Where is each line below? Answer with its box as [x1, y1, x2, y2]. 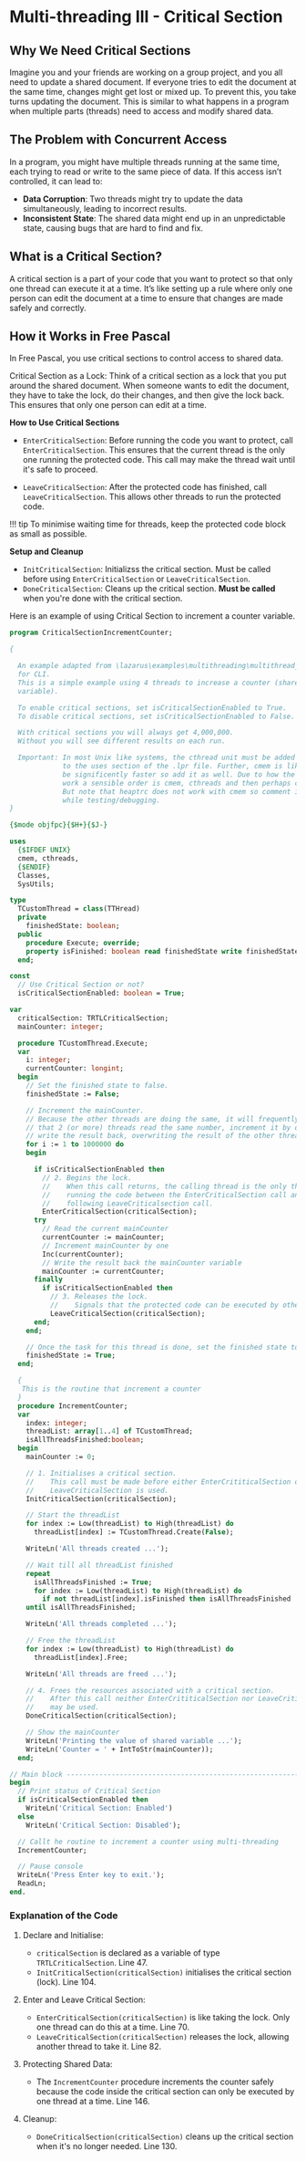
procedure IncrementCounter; [17, 1401, 128, 1411]
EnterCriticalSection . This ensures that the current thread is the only [22, 444, 285, 455]
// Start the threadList [25, 1510, 120, 1520]
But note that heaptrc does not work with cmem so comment [62, 787, 291, 796]
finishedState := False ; [25, 1089, 120, 1099]
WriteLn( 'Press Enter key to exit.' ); [17, 1871, 166, 1880]
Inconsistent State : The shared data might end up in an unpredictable [22, 213, 286, 224]
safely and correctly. [9, 302, 87, 313]
